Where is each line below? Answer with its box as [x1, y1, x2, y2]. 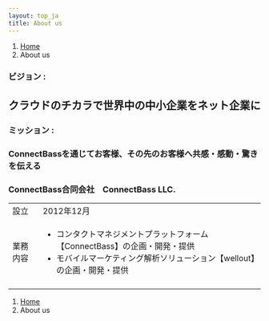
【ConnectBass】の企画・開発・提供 [55, 240, 195, 251]
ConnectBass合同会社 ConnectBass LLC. [8, 184, 176, 195]
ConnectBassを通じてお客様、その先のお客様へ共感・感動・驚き [8, 148, 259, 159]
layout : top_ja [8, 11, 59, 20]
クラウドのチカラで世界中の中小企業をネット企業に [8, 98, 261, 112]
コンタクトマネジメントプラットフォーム [55, 228, 209, 239]
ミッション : [8, 124, 54, 136]
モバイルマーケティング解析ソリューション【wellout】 [55, 252, 255, 263]
